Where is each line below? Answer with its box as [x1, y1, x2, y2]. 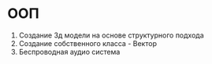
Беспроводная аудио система [18, 47, 121, 56]
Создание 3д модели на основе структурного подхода [18, 30, 204, 40]
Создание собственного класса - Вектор [18, 38, 157, 48]
